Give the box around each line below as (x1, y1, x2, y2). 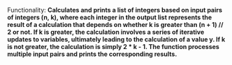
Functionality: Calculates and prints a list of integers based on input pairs (7, 6, 222, 14)
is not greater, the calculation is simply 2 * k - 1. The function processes (7, 43, 220, 50)
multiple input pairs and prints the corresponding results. (7, 50, 177, 58)
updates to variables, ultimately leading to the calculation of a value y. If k (7, 35, 226, 44)
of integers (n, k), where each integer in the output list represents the (7, 13, 212, 21)
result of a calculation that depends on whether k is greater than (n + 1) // (7, 21, 224, 28)
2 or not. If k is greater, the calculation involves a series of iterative (7, 28, 205, 36)
